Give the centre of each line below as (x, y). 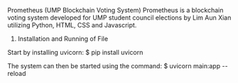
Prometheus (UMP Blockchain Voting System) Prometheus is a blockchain (115, 10)
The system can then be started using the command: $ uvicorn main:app (114, 66)
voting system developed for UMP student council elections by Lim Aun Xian (119, 18)
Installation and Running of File (63, 39)
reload (17, 74)
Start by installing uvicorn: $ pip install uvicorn (75, 52)
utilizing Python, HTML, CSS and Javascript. (72, 25)
